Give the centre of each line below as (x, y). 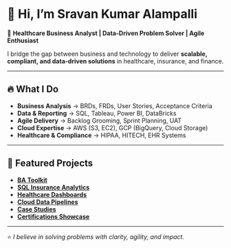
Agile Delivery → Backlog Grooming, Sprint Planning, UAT (99, 121)
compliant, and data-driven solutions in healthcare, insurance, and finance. (115, 61)
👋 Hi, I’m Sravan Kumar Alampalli (102, 14)
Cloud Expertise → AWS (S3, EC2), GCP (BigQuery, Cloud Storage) (112, 127)
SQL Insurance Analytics (53, 187)
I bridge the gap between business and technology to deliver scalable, (107, 54)
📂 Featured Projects (50, 164)
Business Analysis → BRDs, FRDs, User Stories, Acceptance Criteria (115, 105)
